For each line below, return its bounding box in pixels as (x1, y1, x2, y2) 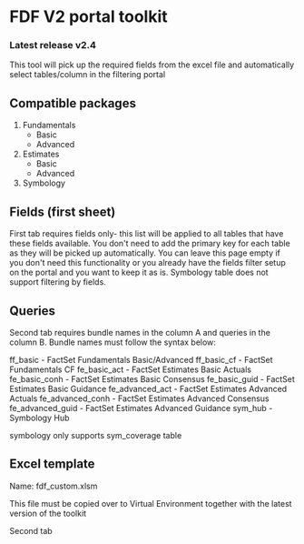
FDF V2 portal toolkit (9, 6, 168, 27)
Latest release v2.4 (9, 39, 97, 52)
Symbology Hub (9, 412, 70, 423)
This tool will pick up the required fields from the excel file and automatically (9, 59, 295, 70)
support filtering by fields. (9, 277, 106, 287)
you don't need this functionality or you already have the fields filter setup (9, 257, 286, 268)
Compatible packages (9, 96, 136, 111)
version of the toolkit (9, 508, 87, 519)
